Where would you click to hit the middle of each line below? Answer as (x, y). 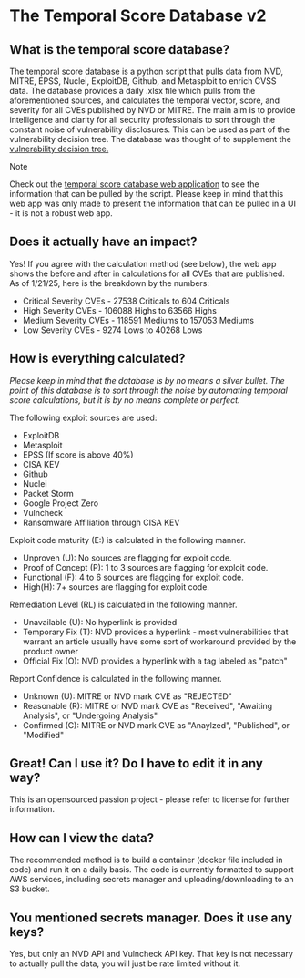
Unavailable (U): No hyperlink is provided (100, 622)
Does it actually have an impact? (103, 242)
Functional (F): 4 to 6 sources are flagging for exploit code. (133, 577)
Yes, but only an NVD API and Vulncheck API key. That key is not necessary (152, 954)
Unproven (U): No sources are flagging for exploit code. (127, 558)
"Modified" (43, 735)
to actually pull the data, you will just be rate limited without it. (125, 963)
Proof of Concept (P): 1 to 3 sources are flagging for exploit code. (145, 567)
